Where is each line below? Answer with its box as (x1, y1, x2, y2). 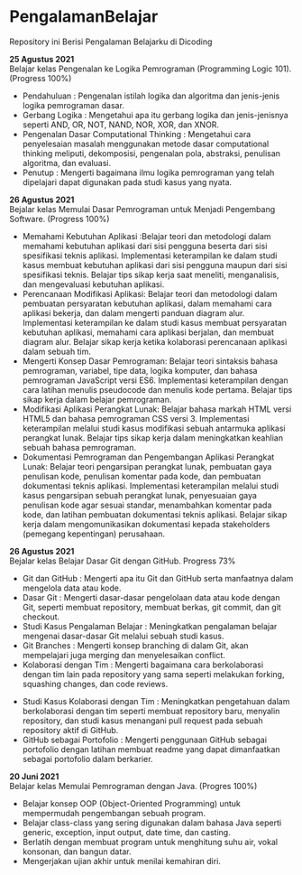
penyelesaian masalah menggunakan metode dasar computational (22, 138, 270, 149)
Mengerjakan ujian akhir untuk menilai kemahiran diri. (22, 855, 221, 866)
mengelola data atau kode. (22, 582, 122, 593)
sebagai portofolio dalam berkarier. (22, 753, 153, 764)
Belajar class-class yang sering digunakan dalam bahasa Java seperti (22, 817, 282, 828)
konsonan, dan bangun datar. (22, 846, 132, 857)
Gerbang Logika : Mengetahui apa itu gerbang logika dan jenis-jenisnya (22, 109, 288, 120)
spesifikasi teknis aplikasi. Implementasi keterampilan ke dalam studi (22, 250, 278, 261)
